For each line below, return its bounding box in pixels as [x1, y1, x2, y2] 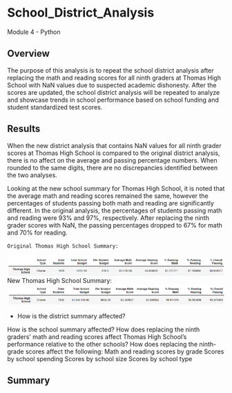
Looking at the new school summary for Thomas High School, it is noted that [7, 184, 225, 192]
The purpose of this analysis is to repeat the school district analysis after [7, 66, 214, 74]
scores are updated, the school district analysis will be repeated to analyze [7, 88, 220, 96]
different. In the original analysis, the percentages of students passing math [7, 206, 222, 214]
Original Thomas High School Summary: [7, 242, 119, 250]
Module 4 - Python [7, 28, 61, 36]
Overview [7, 48, 50, 60]
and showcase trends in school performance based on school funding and [7, 95, 220, 104]
